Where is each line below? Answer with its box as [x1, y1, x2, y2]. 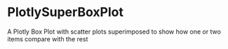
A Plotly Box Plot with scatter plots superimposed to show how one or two [7, 27, 221, 36]
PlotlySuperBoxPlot [7, 4, 124, 20]
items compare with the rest [7, 34, 88, 43]
